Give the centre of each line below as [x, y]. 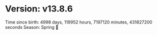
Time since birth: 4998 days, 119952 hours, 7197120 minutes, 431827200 [79, 22]
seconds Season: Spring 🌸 [32, 27]
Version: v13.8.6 [39, 9]
